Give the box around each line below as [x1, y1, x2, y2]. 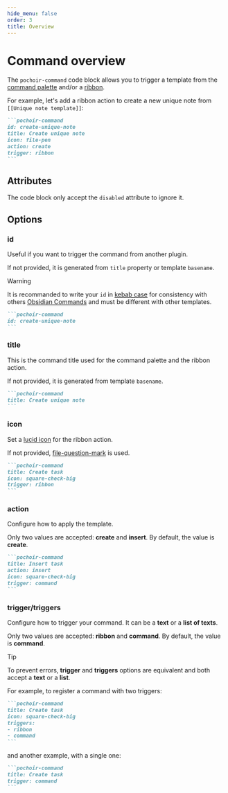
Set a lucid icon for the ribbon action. [7, 435, 113, 443]
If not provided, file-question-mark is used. [7, 448, 130, 457]
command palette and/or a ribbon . [7, 83, 105, 91]
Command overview [7, 53, 126, 69]
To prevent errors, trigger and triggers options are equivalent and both [7, 666, 211, 674]
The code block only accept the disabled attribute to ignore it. [7, 193, 184, 202]
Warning [7, 276, 31, 285]
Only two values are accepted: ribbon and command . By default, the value [7, 632, 221, 640]
